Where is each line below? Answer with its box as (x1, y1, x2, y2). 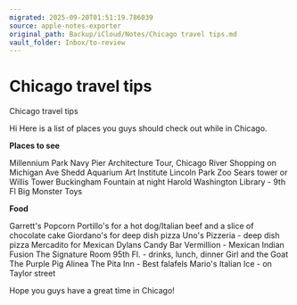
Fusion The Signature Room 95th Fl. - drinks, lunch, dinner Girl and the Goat (9, 249, 288, 260)
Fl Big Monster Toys (9, 186, 83, 197)
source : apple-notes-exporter (9, 21, 122, 30)
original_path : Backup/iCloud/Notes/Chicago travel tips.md (9, 29, 238, 38)
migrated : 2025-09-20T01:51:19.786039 (9, 12, 153, 22)
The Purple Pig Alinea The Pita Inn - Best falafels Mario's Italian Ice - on (9, 259, 272, 269)
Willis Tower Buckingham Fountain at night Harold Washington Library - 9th (9, 177, 286, 187)
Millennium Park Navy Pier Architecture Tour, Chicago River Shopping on (9, 158, 276, 169)
